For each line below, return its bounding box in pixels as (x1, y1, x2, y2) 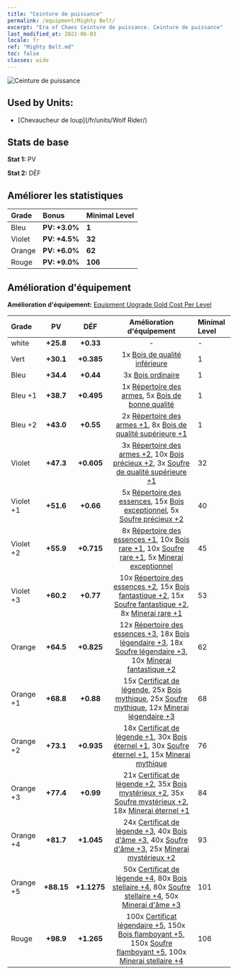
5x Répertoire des (121, 488, 182, 497)
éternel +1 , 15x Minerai (112, 750, 191, 760)
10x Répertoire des (119, 573, 184, 582)
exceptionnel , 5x (123, 506, 179, 515)
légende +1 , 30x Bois (115, 732, 188, 742)
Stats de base (7, 136, 69, 148)
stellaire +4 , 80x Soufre (112, 883, 191, 892)
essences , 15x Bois (118, 496, 184, 506)
